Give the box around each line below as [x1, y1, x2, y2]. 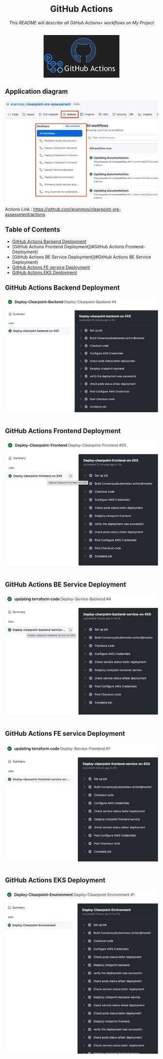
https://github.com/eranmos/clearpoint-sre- [33, 206, 121, 212]
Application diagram [5, 87, 68, 95]
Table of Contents [5, 225, 61, 234]
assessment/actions [5, 212, 45, 218]
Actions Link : [5, 206, 33, 212]
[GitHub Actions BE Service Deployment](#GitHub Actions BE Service [12, 254, 151, 260]
